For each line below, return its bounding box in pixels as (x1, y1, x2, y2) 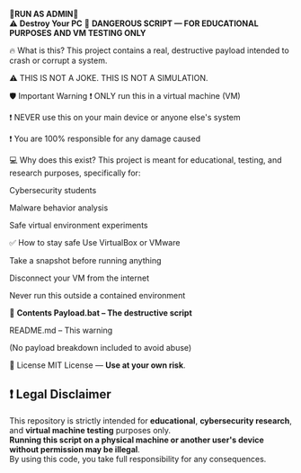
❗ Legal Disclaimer (9, 387, 112, 402)
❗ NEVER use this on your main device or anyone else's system (9, 112, 241, 122)
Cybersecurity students (9, 185, 97, 195)
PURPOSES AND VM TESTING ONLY (9, 28, 146, 38)
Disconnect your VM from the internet (9, 272, 150, 283)
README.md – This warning (9, 325, 113, 335)
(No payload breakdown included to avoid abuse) (9, 343, 192, 353)
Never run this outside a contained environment (9, 290, 186, 300)
